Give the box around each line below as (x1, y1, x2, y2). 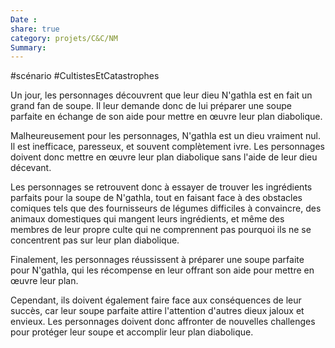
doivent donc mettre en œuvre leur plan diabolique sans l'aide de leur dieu (10, 151, 318, 163)
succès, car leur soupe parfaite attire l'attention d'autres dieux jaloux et (10, 305, 305, 317)
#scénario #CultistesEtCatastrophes (10, 70, 160, 82)
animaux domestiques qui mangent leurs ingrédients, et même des (10, 213, 285, 225)
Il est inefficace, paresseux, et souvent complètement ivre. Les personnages (10, 141, 325, 153)
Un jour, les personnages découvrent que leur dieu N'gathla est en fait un (10, 89, 313, 101)
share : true (10, 24, 60, 34)
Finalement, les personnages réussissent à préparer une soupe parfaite (10, 254, 305, 266)
